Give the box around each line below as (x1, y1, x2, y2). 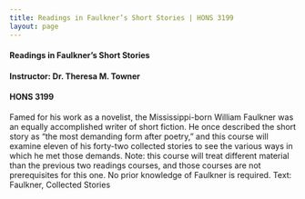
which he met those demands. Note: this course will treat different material (9, 150, 290, 161)
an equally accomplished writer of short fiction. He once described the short (9, 121, 297, 132)
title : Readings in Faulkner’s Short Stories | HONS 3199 (9, 13, 234, 23)
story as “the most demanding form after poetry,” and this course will (9, 131, 269, 142)
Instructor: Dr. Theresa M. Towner (9, 70, 141, 82)
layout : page (9, 22, 59, 31)
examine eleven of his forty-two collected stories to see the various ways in (9, 140, 293, 151)
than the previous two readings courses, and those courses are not (9, 160, 261, 171)
